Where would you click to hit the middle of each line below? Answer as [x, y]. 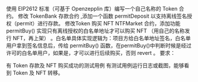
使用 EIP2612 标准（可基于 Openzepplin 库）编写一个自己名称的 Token [92, 9]
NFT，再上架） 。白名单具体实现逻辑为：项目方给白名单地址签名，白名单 [102, 38]
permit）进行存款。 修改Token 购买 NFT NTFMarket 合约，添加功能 [98, 23]
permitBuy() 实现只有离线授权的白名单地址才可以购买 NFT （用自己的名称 [95, 31]
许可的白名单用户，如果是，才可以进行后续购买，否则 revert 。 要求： [91, 53]
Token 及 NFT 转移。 [38, 73]
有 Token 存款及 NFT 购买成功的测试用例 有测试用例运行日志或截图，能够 [95, 65]
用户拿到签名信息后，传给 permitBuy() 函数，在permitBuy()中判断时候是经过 [99, 45]
